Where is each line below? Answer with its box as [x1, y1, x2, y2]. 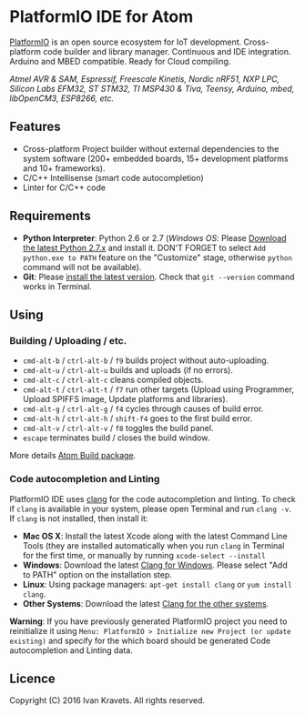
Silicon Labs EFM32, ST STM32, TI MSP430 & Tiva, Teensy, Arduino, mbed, [9, 83, 295, 94]
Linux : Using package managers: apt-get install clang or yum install [22, 579, 293, 589]
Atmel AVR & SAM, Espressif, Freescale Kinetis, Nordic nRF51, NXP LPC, [9, 73, 280, 84]
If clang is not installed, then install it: [9, 512, 148, 524]
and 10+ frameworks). [22, 162, 106, 174]
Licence [9, 670, 56, 686]
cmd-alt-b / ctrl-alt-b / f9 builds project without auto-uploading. [22, 355, 269, 366]
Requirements [9, 208, 91, 224]
